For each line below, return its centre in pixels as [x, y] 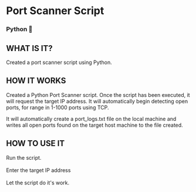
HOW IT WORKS [36, 81]
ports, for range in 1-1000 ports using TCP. [58, 107]
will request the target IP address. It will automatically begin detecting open [97, 101]
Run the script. [24, 157]
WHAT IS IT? [29, 48]
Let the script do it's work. [38, 183]
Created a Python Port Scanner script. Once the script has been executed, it [98, 95]
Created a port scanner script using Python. [59, 62]
